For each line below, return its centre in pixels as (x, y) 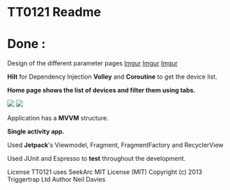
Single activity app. (36, 132)
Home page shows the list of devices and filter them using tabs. (101, 90)
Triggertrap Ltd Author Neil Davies (56, 180)
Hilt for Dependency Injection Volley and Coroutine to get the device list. (112, 77)
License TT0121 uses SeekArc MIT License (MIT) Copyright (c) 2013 (105, 172)
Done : (26, 44)
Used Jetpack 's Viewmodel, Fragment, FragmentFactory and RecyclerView (116, 145)
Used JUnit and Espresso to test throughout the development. (97, 159)
